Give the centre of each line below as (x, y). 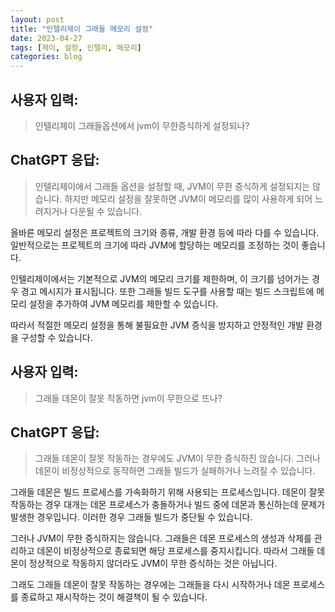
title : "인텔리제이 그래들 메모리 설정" (82, 29)
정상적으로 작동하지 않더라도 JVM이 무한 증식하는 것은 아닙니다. (153, 563)
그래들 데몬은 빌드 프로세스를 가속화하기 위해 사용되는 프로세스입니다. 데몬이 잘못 (168, 492)
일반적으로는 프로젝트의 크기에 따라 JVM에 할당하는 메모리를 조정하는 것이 (155, 245)
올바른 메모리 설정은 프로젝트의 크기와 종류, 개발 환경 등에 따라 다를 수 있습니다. (165, 232)
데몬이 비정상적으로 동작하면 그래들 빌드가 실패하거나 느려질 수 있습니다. (175, 471)
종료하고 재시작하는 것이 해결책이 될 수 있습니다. (114, 597)
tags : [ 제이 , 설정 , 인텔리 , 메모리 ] (76, 47)
